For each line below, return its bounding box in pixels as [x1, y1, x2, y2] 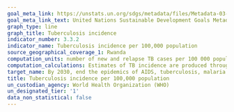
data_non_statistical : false [7, 95, 92, 102]
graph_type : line [7, 23, 58, 30]
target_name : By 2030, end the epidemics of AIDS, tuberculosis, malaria [7, 68, 226, 75]
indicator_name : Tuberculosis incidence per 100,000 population [7, 42, 198, 49]
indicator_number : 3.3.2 [7, 36, 79, 43]
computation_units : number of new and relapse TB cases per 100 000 [7, 56, 210, 63]
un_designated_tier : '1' [7, 88, 79, 95]
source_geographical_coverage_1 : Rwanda [7, 49, 127, 56]
